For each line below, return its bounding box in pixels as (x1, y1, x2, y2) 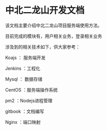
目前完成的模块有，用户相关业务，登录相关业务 (5, 33, 102, 39)
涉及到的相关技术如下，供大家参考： (5, 44, 80, 50)
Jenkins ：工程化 (5, 65, 41, 71)
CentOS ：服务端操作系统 (5, 86, 58, 93)
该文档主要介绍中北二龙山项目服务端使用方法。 (5, 22, 102, 28)
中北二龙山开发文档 (5, 5, 85, 16)
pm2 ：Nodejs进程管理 (5, 97, 53, 104)
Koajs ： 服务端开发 (5, 54, 46, 61)
